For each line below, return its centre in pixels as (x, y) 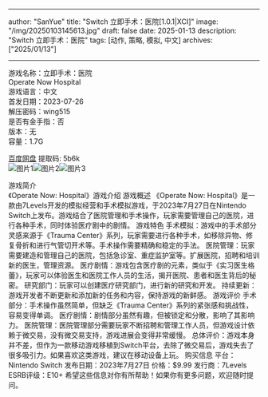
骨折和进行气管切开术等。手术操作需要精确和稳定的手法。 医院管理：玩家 (135, 245)
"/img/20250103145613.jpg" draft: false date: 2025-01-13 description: (122, 30)
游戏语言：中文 (33, 91)
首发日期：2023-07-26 (46, 101)
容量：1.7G (26, 141)
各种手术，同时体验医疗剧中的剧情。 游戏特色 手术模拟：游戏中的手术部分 (136, 225)
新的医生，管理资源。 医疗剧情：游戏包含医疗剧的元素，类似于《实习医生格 (132, 265)
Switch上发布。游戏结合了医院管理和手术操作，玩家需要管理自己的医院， (128, 215)
